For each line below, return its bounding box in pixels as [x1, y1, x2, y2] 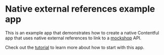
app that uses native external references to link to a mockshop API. [5, 35, 142, 41]
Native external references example [5, 3, 155, 15]
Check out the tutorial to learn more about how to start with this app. [5, 44, 145, 50]
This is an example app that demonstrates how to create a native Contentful [5, 30, 160, 36]
